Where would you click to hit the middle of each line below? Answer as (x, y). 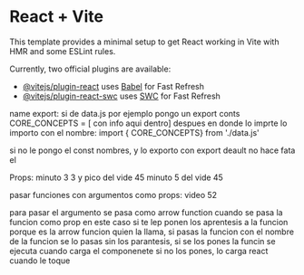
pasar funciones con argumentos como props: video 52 (113, 194)
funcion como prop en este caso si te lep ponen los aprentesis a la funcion (149, 222)
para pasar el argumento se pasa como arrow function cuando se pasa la (146, 212)
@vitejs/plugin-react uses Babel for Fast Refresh (113, 86)
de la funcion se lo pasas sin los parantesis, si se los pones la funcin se (142, 241)
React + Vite (57, 17)
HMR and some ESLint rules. (63, 51)
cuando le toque (40, 261)
